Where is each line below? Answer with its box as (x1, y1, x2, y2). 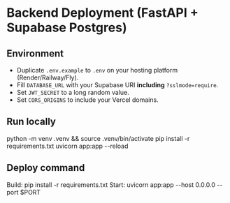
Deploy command (6, 162, 85, 174)
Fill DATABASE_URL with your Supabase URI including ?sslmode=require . (16, 81, 219, 89)
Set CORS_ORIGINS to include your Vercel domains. (16, 96, 159, 104)
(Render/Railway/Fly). (16, 73, 79, 82)
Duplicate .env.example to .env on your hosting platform (16, 66, 178, 74)
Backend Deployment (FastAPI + (6, 5, 199, 21)
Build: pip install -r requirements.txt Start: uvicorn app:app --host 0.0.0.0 (6, 180, 216, 189)
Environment (6, 47, 64, 59)
